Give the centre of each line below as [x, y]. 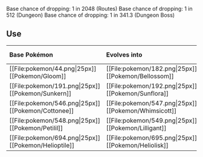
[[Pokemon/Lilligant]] [136, 128]
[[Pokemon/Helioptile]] [42, 145]
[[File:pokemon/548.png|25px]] [55, 120]
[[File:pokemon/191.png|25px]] [55, 85]
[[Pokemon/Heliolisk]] [137, 145]
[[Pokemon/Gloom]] [38, 76]
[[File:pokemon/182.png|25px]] [152, 69]
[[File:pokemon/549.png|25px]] [152, 120]
